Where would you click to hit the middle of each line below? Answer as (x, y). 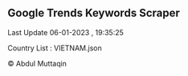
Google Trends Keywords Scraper (94, 13)
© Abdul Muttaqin (37, 63)
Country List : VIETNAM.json (55, 48)
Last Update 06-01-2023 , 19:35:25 (65, 32)
